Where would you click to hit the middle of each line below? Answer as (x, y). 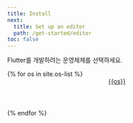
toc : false (23, 40)
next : (15, 20)
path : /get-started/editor (53, 33)
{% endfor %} (27, 113)
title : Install (29, 14)
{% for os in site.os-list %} (45, 74)
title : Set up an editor (49, 26)
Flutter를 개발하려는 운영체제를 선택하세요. (65, 60)
